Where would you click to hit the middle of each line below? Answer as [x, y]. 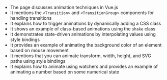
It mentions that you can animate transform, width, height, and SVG [80, 56]
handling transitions [31, 18]
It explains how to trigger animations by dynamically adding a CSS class [86, 23]
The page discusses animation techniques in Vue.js [64, 7]
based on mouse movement [39, 50]
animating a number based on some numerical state [65, 72]
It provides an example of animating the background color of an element [86, 45]
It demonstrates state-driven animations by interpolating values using [83, 34]
